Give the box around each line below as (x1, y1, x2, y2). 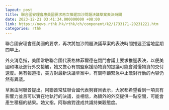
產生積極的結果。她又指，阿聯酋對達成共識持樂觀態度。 (5, 99, 120, 105)
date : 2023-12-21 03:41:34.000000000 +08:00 (5, 17, 100, 22)
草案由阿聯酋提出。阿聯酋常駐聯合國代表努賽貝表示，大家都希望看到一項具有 (5, 87, 164, 93)
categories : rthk (5, 26, 42, 31)
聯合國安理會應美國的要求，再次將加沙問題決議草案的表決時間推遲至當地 (5, 41, 155, 47)
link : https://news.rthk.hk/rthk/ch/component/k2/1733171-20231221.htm (5, 21, 158, 27)
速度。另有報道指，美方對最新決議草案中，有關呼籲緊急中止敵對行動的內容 (5, 70, 159, 76)
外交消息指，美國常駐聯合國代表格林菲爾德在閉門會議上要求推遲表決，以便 (5, 57, 159, 63)
